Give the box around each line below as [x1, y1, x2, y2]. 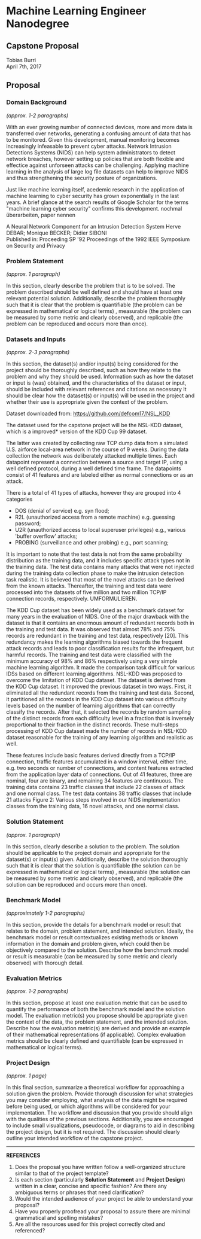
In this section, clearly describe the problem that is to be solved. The [6, 282, 175, 289]
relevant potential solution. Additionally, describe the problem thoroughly [6, 294, 185, 302]
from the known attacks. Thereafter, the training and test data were [6, 582, 172, 590]
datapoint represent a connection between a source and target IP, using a [6, 459, 188, 466]
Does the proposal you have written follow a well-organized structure [14, 1164, 185, 1171]
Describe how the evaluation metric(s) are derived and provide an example [6, 1025, 190, 1032]
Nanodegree [6, 17, 70, 31]
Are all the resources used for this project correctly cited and [14, 1220, 166, 1228]
